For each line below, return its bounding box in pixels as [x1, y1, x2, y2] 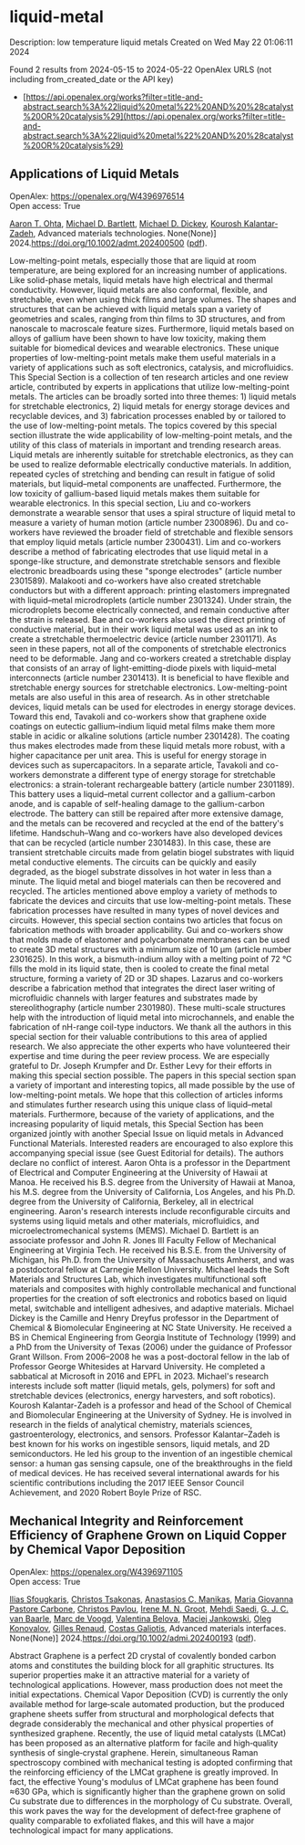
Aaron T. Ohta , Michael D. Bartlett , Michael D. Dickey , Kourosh [9, 217, 242, 229]
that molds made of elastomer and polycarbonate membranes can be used [9, 934, 290, 945]
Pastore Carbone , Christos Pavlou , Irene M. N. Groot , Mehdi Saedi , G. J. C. [9, 1603, 290, 1614]
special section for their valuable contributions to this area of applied [9, 1031, 268, 1042]
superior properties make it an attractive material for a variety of [9, 1669, 250, 1681]
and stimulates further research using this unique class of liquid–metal [9, 1098, 273, 1110]
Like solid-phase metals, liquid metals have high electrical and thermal [9, 274, 273, 285]
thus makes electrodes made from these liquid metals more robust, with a [9, 739, 286, 750]
